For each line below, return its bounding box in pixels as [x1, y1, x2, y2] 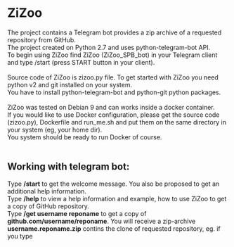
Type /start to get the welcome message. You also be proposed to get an [7, 179, 220, 188]
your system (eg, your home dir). [7, 125, 103, 134]
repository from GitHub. [7, 35, 76, 44]
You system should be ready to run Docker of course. [7, 132, 162, 141]
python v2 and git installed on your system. [7, 80, 132, 89]
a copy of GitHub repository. [7, 202, 89, 210]
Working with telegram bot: [7, 160, 130, 173]
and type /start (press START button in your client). [7, 58, 155, 66]
